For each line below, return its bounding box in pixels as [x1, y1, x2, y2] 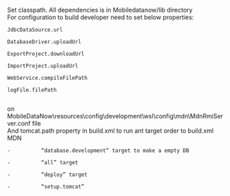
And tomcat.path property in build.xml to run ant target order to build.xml [7, 127, 214, 135]
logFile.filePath [7, 87, 57, 94]
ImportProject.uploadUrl [7, 63, 79, 69]
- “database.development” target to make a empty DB [7, 147, 189, 154]
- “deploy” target [7, 171, 88, 178]
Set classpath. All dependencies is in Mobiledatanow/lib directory [7, 6, 193, 14]
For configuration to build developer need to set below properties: [7, 13, 194, 21]
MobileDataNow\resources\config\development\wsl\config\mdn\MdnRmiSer [7, 112, 224, 120]
